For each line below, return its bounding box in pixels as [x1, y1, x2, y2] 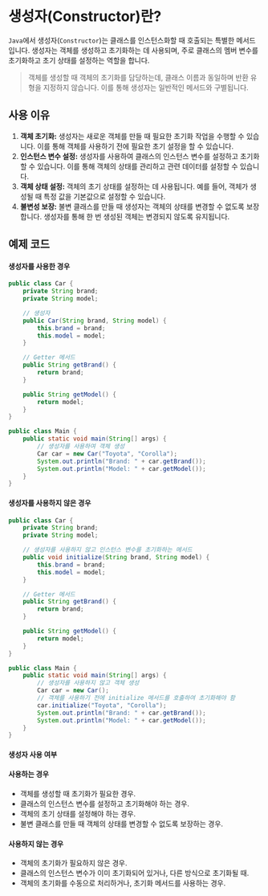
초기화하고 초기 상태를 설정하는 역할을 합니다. [8, 55, 150, 65]
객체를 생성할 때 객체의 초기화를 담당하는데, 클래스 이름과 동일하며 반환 [27, 72, 249, 82]
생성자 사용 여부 [8, 749, 58, 759]
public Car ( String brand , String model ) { [22, 317, 167, 325]
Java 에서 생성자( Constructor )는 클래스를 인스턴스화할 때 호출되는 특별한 [8, 35, 235, 45]
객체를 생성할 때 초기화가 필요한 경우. [19, 789, 136, 799]
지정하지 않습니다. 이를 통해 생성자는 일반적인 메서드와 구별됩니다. [43, 82, 249, 92]
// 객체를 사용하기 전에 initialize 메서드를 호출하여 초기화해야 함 [37, 694, 236, 702]
